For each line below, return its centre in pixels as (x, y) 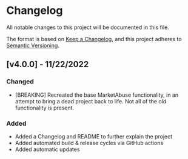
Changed (20, 82)
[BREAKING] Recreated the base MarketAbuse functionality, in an (97, 95)
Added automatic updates (47, 149)
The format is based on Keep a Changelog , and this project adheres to (94, 39)
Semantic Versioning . (33, 45)
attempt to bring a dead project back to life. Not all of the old (91, 101)
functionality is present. (45, 108)
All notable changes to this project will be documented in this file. (88, 27)
